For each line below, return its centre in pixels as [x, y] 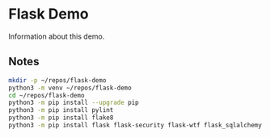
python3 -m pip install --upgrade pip [74, 103]
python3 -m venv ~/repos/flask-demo [70, 88]
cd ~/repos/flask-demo [46, 95]
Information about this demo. [57, 36]
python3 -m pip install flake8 [61, 118]
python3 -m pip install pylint [61, 110]
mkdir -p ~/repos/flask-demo [57, 80]
